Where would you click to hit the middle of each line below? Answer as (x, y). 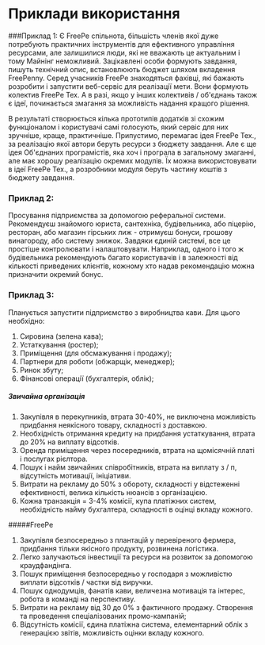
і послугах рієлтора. (54, 459)
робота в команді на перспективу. (78, 599)
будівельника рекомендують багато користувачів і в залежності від (123, 258)
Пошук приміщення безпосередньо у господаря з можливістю (126, 574)
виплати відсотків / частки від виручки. (86, 582)
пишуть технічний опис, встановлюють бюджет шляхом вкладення (122, 69)
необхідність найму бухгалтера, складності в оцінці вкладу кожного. (136, 509)
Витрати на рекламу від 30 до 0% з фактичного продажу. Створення (136, 607)
